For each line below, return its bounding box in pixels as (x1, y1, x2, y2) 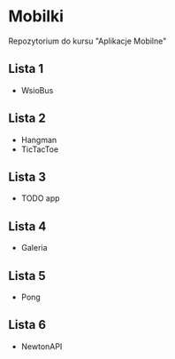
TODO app (20, 193, 60, 203)
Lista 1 (8, 61, 44, 76)
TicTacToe (20, 144, 59, 155)
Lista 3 (8, 169, 46, 184)
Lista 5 (8, 268, 46, 283)
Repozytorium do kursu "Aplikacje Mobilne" (8, 36, 167, 46)
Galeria (20, 243, 48, 253)
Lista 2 (8, 111, 46, 126)
